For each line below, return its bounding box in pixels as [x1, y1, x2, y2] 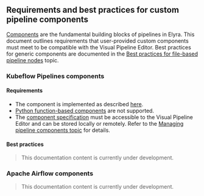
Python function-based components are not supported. [15, 107, 154, 114]
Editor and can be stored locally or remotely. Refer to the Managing [15, 120, 184, 127]
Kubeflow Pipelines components [6, 71, 105, 80]
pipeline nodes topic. [6, 56, 59, 64]
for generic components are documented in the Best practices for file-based [6, 50, 199, 57]
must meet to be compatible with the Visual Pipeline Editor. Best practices [6, 43, 192, 51]
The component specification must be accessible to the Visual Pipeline [15, 113, 194, 121]
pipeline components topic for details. [15, 126, 111, 134]
